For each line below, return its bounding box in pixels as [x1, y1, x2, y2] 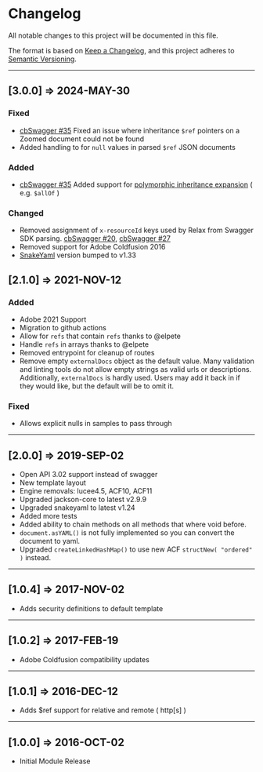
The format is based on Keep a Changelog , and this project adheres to [8, 46, 235, 55]
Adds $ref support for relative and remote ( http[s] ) [19, 705, 186, 715]
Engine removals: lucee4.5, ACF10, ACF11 [19, 486, 153, 496]
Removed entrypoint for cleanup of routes [19, 348, 155, 357]
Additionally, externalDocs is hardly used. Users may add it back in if [19, 373, 241, 382]
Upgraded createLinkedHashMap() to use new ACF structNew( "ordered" [19, 544, 253, 554]
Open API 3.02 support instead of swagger [19, 470, 158, 479]
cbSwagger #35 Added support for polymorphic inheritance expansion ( [19, 180, 253, 189]
